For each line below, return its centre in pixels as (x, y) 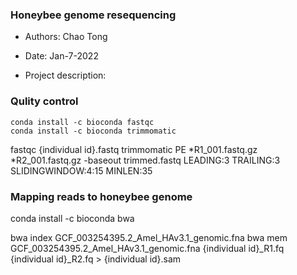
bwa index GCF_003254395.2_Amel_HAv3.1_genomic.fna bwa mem (149, 237)
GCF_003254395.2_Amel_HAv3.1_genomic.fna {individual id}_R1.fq (147, 248)
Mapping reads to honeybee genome (101, 196)
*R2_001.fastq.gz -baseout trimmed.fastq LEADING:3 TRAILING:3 (145, 160)
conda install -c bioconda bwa (72, 218)
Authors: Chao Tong (66, 37)
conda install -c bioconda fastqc (82, 122)
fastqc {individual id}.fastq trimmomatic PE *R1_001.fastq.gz (134, 149)
